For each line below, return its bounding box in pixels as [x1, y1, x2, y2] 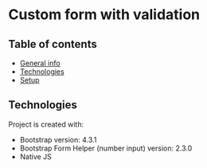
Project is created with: [8, 119, 84, 129]
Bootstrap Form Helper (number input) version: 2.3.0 [19, 143, 193, 153]
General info [19, 58, 61, 68]
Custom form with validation [8, 6, 201, 24]
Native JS [19, 151, 52, 161]
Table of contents [8, 37, 97, 51]
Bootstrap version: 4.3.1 [19, 135, 97, 144]
